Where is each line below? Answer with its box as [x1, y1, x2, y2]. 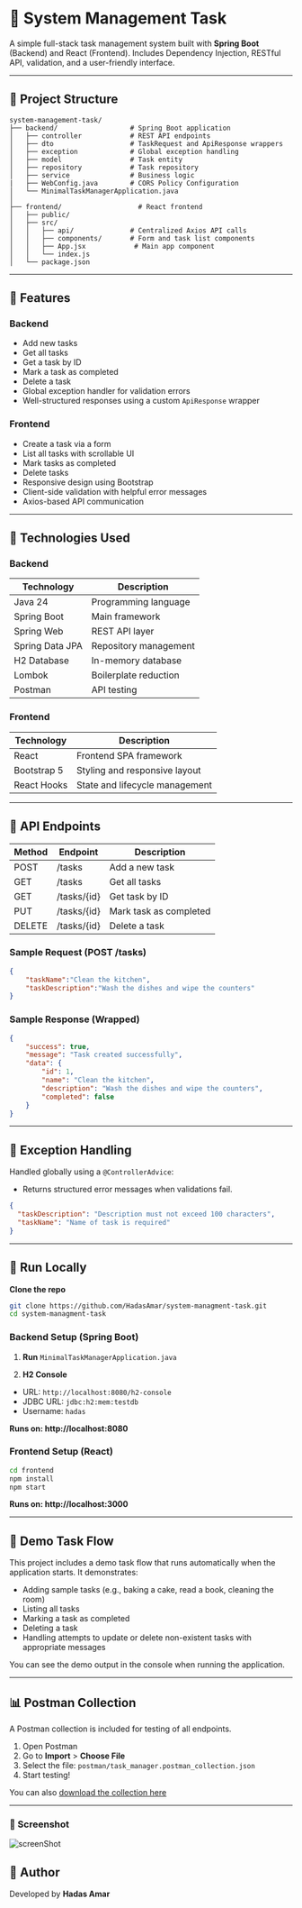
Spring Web [13, 625, 64, 638]
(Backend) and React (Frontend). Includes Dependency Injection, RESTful [9, 47, 281, 58]
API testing [91, 684, 138, 697]
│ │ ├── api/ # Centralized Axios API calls [9, 225, 247, 235]
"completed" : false [41, 1092, 115, 1101]
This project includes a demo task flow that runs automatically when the [9, 1557, 276, 1568]
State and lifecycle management [75, 779, 213, 791]
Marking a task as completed [22, 1613, 130, 1624]
